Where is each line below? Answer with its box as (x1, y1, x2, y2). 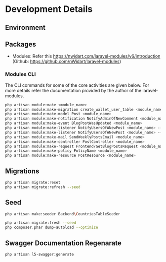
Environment (5, 23, 46, 32)
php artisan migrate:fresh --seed (5, 220, 77, 225)
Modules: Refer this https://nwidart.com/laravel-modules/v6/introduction (12, 53, 161, 59)
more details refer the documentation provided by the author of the (5, 87, 142, 93)
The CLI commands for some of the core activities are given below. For (5, 82, 150, 88)
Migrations (5, 167, 40, 175)
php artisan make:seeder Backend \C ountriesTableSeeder (5, 211, 121, 216)
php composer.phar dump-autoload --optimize (5, 225, 98, 230)
